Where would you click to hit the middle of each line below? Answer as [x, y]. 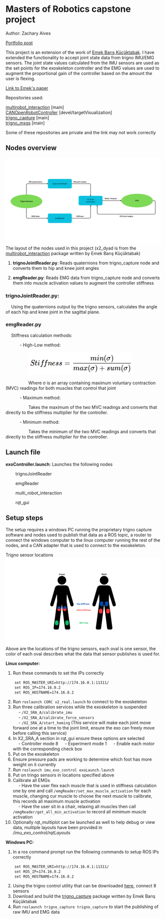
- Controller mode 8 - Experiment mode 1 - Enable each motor [87, 743]
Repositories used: [25, 98]
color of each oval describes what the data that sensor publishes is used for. [83, 654]
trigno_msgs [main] [25, 123]
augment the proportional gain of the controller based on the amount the [79, 73]
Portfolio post [19, 42]
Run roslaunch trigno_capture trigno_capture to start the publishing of [85, 907]
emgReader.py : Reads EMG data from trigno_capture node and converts [86, 278]
